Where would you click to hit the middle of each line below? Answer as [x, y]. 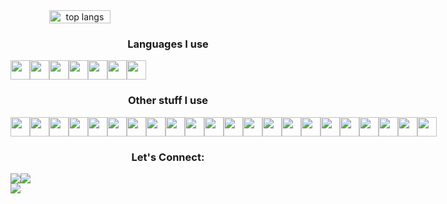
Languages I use [168, 44]
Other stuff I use [168, 101]
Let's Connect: [168, 157]
